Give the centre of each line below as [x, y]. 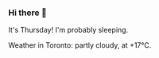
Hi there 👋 [28, 13]
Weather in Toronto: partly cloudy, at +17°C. [80, 45]
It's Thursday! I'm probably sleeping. [68, 30]
